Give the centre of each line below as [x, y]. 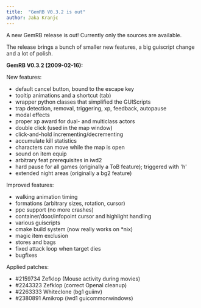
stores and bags [35, 242]
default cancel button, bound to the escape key [75, 88]
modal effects [32, 115]
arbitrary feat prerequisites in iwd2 [58, 160]
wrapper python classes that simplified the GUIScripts [83, 102]
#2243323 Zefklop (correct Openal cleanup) [71, 285]
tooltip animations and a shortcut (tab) [63, 95]
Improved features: [30, 185]
